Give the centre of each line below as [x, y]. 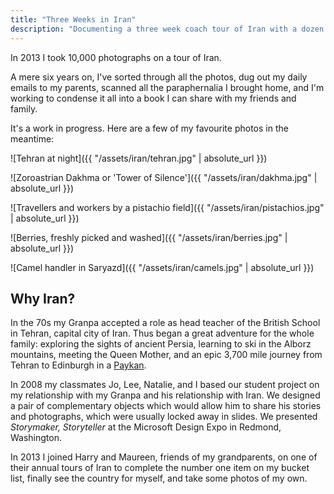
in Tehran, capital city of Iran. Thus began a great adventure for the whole [162, 333]
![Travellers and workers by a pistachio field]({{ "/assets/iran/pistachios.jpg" [167, 207]
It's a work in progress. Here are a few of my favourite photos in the [149, 128]
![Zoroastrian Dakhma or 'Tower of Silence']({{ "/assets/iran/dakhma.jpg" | [164, 177]
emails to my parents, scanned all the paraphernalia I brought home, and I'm [167, 87]
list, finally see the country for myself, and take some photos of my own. [159, 478]
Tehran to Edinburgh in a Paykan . [78, 365]
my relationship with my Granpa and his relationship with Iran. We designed [165, 395]
